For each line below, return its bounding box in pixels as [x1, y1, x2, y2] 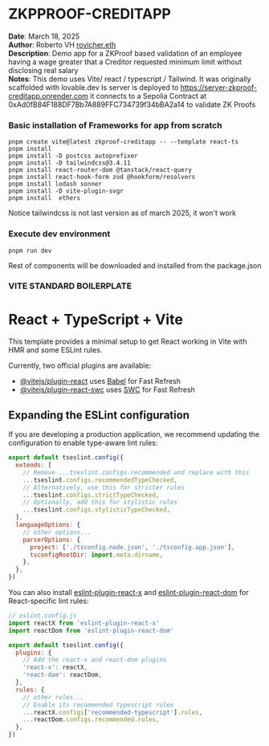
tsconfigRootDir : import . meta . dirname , [29, 551, 163, 559]
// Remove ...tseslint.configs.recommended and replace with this [22, 468, 250, 476]
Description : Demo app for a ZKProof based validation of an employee [8, 48, 243, 58]
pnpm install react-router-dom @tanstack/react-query [8, 166, 193, 174]
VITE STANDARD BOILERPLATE [8, 280, 132, 291]
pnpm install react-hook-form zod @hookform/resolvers [8, 173, 196, 181]
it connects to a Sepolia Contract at [89, 91, 207, 100]
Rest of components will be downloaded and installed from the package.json [8, 260, 262, 270]
